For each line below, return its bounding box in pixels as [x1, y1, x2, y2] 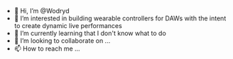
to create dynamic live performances [13, 22, 122, 29]
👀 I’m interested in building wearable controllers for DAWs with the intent [13, 14, 227, 22]
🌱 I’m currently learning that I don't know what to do [13, 29, 167, 37]
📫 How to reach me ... [13, 44, 80, 53]
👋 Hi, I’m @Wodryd [13, 7, 70, 15]
